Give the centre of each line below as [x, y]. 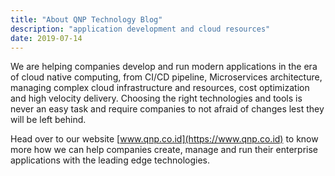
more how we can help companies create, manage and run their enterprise [164, 150]
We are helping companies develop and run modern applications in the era [164, 67]
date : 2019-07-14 [46, 38]
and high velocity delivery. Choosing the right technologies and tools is [156, 98]
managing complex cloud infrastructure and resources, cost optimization [160, 88]
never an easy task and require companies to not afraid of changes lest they [167, 109]
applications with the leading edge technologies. [110, 160]
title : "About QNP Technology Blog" [86, 19]
